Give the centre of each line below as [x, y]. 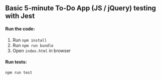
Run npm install [30, 40]
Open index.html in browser [42, 50]
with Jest [20, 16]
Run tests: [16, 62]
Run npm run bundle [33, 45]
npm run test [19, 72]
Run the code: [20, 28]
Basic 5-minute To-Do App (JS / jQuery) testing [81, 8]
